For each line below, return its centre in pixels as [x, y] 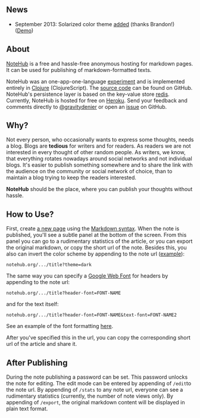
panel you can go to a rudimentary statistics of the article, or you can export [99, 241]
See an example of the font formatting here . [60, 326]
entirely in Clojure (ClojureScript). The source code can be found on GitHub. [99, 88]
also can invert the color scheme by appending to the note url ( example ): [95, 254]
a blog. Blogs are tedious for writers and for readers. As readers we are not [99, 146]
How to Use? [30, 214]
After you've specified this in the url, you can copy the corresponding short [98, 338]
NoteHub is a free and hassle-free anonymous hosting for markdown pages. [100, 63]
